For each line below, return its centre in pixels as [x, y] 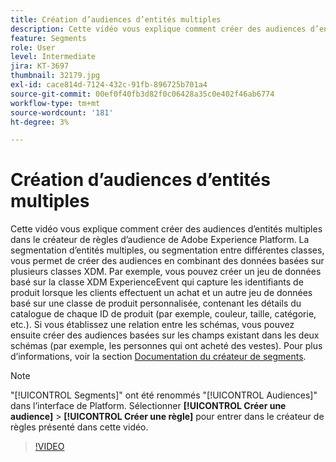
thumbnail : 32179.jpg [55, 76]
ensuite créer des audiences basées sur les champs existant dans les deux [165, 335]
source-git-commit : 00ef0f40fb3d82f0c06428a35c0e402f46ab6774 [142, 94]
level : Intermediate [53, 57]
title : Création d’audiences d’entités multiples [116, 19]
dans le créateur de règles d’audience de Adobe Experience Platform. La [160, 240]
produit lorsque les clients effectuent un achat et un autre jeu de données [161, 293]
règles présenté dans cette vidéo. [79, 427]
